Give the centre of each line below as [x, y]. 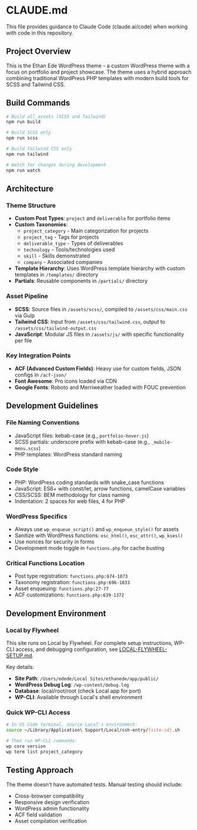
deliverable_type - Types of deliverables [73, 243]
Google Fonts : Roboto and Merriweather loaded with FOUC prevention [100, 387]
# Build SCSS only [29, 133]
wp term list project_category [44, 752]
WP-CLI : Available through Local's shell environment [79, 697]
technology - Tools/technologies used [69, 250]
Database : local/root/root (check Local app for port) [78, 691]
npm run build [24, 122]
